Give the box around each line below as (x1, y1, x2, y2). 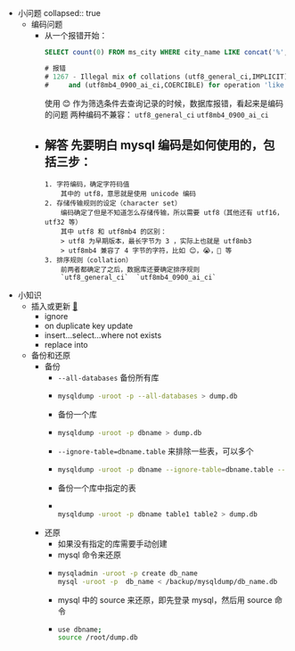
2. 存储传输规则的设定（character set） (44, 199, 182, 208)
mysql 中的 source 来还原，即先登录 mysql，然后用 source (57, 594, 273, 605)
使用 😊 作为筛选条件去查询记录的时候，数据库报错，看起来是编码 (44, 97, 283, 109)
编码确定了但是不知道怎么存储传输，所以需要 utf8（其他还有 (61, 209, 253, 218)
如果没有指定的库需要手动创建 (57, 538, 168, 548)
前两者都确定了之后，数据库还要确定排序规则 (61, 266, 201, 275)
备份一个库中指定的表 (57, 482, 136, 493)
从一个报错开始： (44, 30, 108, 40)
